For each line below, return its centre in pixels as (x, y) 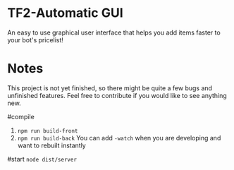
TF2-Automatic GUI (65, 13)
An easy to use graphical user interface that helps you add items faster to (114, 32)
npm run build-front (48, 131)
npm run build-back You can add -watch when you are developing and (119, 138)
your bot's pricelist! (35, 40)
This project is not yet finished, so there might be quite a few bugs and (110, 88)
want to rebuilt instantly (51, 145)
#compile (21, 116)
